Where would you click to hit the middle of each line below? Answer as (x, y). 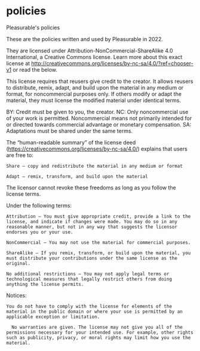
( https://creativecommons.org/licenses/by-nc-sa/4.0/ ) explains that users (97, 149)
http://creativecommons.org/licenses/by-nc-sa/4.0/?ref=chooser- (113, 63)
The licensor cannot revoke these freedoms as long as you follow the (91, 187)
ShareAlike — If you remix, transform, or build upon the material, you (99, 253)
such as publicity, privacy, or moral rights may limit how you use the (99, 338)
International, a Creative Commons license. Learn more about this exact (94, 57)
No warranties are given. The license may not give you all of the (97, 327)
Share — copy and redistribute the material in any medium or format (95, 166)
